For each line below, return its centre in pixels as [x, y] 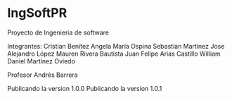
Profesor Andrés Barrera [43, 75]
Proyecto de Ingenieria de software [58, 32]
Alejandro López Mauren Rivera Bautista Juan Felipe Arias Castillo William [114, 54]
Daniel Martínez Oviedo [41, 61]
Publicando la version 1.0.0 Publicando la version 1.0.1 [85, 88]
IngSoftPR [37, 13]
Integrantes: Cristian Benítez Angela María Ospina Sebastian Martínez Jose [116, 46]
